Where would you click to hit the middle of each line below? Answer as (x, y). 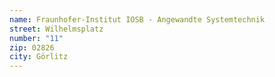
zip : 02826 (32, 47)
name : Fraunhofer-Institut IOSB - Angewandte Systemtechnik (137, 19)
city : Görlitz (39, 57)
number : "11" (36, 38)
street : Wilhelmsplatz (56, 29)
